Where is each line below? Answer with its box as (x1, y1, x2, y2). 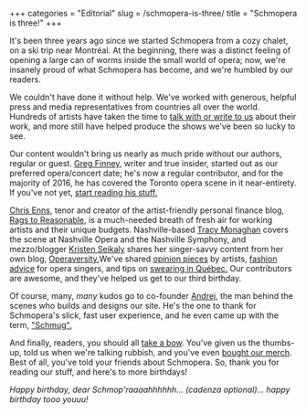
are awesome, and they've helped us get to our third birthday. (9, 273, 242, 283)
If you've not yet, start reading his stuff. (9, 187, 158, 197)
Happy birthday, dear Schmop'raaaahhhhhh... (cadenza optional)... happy (9, 384, 290, 395)
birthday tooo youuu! (9, 394, 89, 405)
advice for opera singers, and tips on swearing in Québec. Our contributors (9, 263, 292, 273)
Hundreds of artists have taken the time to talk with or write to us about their (9, 111, 297, 122)
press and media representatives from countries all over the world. (9, 101, 260, 112)
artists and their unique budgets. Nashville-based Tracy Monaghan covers (9, 224, 290, 235)
